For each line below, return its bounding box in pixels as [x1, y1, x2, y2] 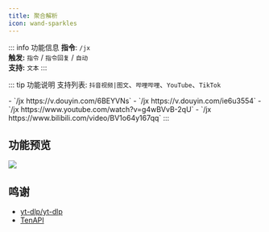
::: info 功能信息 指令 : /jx [8, 42, 91, 52]
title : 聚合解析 [8, 11, 58, 20]
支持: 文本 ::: [8, 62, 48, 72]
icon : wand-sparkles [8, 19, 78, 27]
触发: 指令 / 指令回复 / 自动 [8, 52, 89, 62]
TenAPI [19, 215, 44, 226]
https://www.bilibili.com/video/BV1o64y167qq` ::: [8, 113, 170, 122]
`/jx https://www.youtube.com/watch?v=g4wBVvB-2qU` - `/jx [8, 104, 212, 114]
